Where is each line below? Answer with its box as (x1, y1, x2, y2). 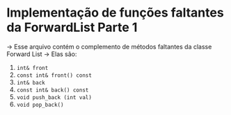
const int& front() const (16, 71, 92, 79)
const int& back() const (16, 87, 89, 94)
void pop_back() (16, 101, 64, 108)
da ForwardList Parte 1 (6, 19, 138, 35)
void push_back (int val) (16, 94, 92, 101)
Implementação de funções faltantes (6, 5, 224, 21)
